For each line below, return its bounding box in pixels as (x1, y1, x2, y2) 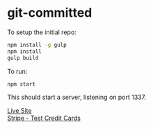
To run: (7, 67, 28, 75)
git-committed (7, 5, 92, 21)
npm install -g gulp (7, 41, 67, 48)
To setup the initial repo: (7, 28, 76, 36)
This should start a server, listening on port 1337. (7, 93, 147, 102)
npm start (7, 80, 36, 88)
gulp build (7, 54, 39, 61)
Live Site (7, 107, 32, 115)
